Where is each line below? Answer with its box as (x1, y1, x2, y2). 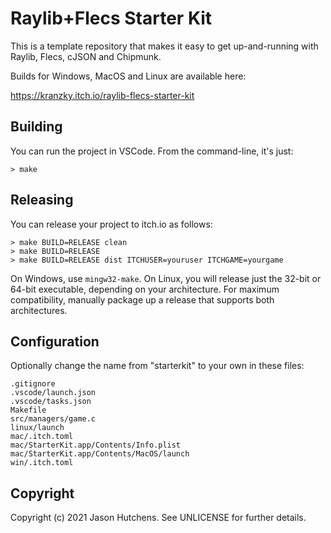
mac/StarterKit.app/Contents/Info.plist (10, 440, 182, 451)
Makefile (10, 405, 47, 416)
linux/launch (10, 423, 65, 433)
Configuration (10, 333, 100, 350)
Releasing (10, 192, 74, 209)
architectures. (10, 304, 68, 316)
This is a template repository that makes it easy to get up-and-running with (10, 40, 319, 52)
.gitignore (10, 379, 56, 389)
